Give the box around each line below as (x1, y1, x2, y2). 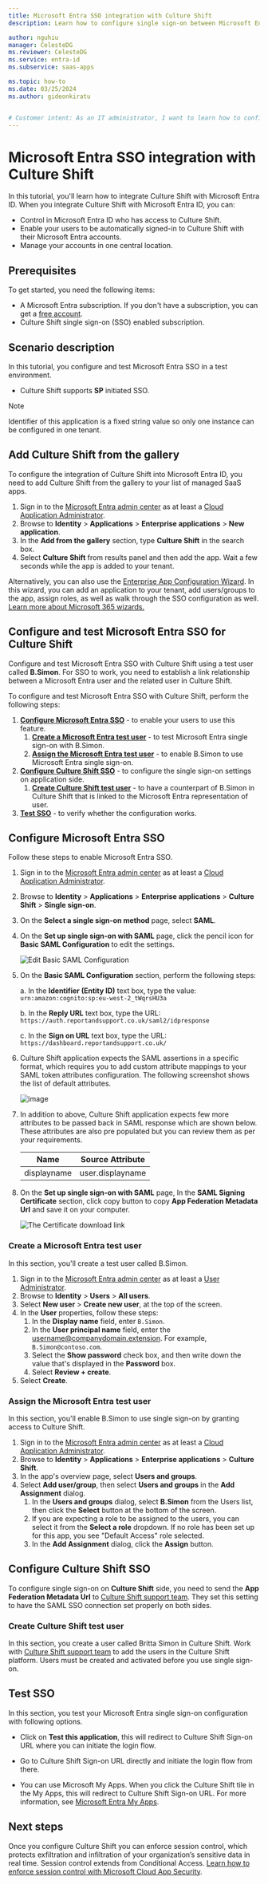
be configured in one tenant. (8, 424, 102, 435)
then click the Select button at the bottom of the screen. (31, 1505, 217, 1515)
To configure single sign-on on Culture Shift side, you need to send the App (8, 1583, 259, 1593)
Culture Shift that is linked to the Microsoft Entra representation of (31, 791, 249, 801)
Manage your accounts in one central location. (19, 241, 173, 250)
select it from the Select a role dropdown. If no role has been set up (31, 1522, 255, 1531)
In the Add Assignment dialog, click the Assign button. (31, 1539, 214, 1548)
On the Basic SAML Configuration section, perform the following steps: (19, 971, 257, 980)
